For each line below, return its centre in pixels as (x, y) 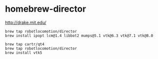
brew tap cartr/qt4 (25, 44)
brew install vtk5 (24, 53)
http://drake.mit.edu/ (26, 22)
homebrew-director (46, 9)
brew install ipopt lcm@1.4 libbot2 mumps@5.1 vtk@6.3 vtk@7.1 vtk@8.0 (79, 36)
